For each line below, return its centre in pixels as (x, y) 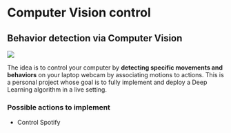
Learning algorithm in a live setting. (57, 90)
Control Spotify (39, 123)
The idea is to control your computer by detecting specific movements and (115, 68)
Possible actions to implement (59, 107)
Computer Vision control (79, 13)
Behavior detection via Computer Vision (95, 38)
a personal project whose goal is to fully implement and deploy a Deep (107, 82)
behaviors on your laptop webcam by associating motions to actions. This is (115, 75)
